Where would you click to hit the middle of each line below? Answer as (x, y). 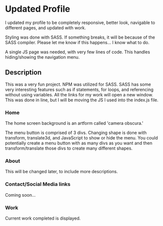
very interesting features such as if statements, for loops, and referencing (79, 90)
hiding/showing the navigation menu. (42, 57)
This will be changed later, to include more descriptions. (62, 172)
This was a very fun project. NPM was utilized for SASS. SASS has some (78, 84)
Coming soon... (20, 195)
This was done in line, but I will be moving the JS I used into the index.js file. (82, 100)
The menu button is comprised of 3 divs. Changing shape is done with (76, 133)
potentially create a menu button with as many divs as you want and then (79, 143)
